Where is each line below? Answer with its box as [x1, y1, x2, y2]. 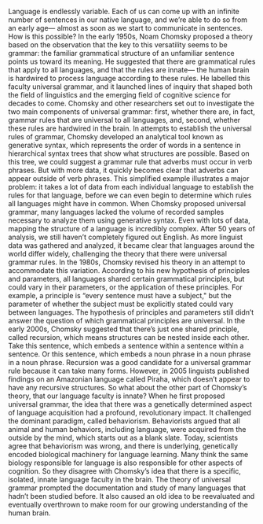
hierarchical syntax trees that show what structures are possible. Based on [8, 149, 250, 158]
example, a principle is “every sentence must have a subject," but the [8, 291, 232, 300]
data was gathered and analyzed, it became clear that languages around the [8, 241, 255, 250]
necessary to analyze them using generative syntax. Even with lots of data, [8, 216, 251, 225]
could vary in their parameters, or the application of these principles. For [8, 282, 243, 292]
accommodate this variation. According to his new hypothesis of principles [8, 266, 250, 275]
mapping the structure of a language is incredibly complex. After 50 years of [8, 224, 255, 233]
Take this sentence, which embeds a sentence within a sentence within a [8, 341, 244, 350]
